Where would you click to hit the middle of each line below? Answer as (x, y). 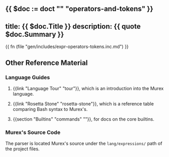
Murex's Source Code (33, 132)
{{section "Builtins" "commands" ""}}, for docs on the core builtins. (83, 119)
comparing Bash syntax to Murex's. (50, 109)
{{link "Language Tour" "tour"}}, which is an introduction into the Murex (88, 88)
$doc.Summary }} (35, 34)
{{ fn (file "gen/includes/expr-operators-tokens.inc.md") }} (67, 47)
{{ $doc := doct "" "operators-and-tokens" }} (79, 9)
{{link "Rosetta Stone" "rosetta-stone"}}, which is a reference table (83, 104)
